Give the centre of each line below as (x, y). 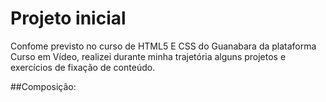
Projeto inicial (68, 18)
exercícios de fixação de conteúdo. (83, 67)
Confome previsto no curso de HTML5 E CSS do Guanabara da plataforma (163, 46)
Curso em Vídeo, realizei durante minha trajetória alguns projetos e (148, 56)
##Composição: (43, 86)
